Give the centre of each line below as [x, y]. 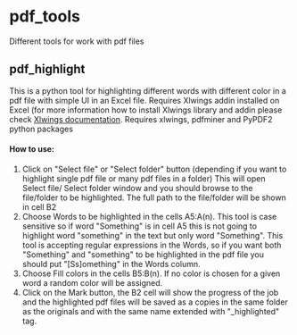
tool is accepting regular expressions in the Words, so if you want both [152, 245]
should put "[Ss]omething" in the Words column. [111, 264]
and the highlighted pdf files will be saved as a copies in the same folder [155, 302]
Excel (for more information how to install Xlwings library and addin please [146, 110]
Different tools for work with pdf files [77, 41]
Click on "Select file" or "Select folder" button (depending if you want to [154, 169]
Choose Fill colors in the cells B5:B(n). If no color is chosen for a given [151, 273]
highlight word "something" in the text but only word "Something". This [153, 235]
